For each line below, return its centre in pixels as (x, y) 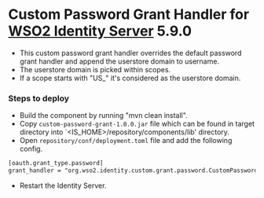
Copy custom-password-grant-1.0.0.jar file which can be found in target (137, 124)
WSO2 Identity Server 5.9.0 (100, 31)
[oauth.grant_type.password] (56, 163)
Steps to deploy (38, 98)
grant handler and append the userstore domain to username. (119, 61)
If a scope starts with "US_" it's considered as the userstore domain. (130, 78)
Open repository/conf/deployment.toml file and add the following (126, 141)
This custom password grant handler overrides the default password (130, 53)
